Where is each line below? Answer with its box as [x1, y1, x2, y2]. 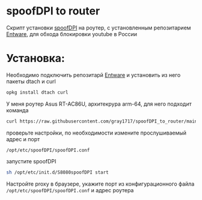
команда [6, 106, 29, 114]
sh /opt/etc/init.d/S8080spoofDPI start [6, 169, 109, 175]
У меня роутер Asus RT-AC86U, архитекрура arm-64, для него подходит [6, 100, 192, 108]
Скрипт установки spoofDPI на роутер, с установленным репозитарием [6, 24, 191, 31]
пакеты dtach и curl [6, 77, 56, 85]
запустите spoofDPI [6, 157, 57, 165]
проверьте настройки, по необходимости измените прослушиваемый [6, 129, 187, 136]
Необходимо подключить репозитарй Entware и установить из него [6, 71, 181, 79]
